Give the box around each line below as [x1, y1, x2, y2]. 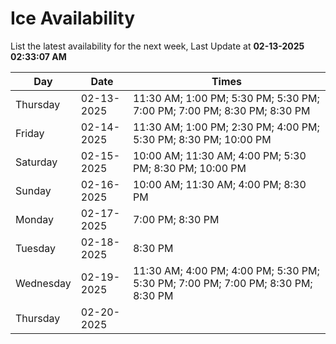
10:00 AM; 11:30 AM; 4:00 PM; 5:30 [132, 148, 307, 162]
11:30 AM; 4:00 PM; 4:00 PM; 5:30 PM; [132, 263, 320, 277]
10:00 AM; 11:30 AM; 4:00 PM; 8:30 [132, 177, 307, 191]
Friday [15, 126, 45, 140]
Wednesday [15, 276, 72, 290]
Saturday [15, 155, 58, 169]
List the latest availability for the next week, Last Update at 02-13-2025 [10, 40, 305, 52]
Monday [15, 212, 55, 226]
